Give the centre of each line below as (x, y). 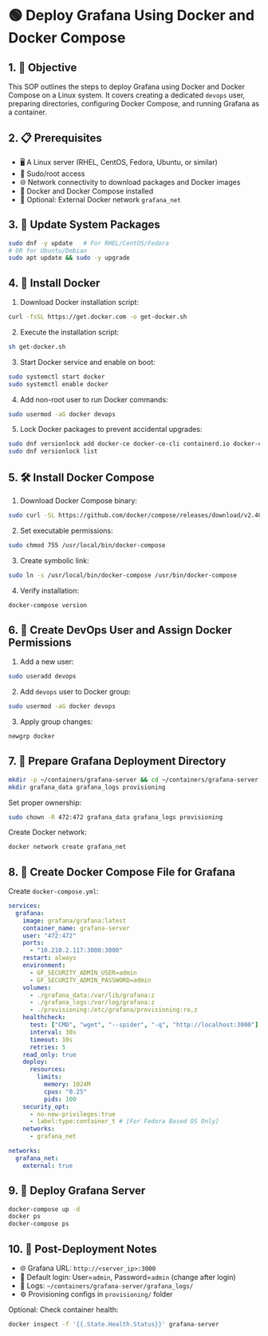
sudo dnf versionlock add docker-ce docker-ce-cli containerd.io (119, 444)
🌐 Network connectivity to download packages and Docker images (130, 182)
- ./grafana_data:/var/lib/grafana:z (92, 995)
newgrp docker (32, 737)
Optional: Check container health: (63, 1310)
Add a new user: (47, 662)
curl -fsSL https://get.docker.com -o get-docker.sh (98, 317)
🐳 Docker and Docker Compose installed (87, 191)
